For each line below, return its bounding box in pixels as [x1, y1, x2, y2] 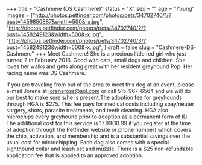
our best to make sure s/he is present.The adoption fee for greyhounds [6, 94, 183, 101]
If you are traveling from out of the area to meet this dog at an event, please [6, 81, 194, 88]
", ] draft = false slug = [99, 44, 155, 51]
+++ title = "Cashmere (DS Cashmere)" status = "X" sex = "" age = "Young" [6, 5, 195, 12]
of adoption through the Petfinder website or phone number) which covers [6, 126, 192, 133]
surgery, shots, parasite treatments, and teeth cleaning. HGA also [6, 107, 169, 114]
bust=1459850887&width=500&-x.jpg [6, 18, 100, 25]
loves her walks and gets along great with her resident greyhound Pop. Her [6, 63, 193, 70]
